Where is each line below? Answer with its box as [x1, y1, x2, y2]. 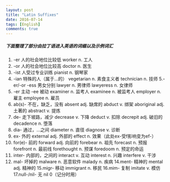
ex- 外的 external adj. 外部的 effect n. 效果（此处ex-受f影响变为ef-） [13, 133, 157, 139]
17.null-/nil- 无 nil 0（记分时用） [13, 171, 80, 177]
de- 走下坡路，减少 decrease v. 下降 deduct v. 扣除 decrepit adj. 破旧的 [13, 114, 163, 120]
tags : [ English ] [6, 21, 40, 27]
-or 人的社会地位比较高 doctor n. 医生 [13, 63, 92, 69]
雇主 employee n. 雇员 [13, 95, 60, 101]
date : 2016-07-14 [6, 17, 43, 22]
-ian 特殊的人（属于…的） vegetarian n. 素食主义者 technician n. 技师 [13, 76, 158, 82]
